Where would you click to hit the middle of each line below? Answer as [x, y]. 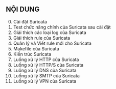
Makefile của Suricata [36, 48]
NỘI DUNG [23, 9]
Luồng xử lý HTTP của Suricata [46, 60]
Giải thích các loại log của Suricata [50, 32]
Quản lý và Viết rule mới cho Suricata [52, 43]
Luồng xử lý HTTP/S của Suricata [48, 65]
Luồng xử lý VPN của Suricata [45, 81]
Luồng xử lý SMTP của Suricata [46, 76]
